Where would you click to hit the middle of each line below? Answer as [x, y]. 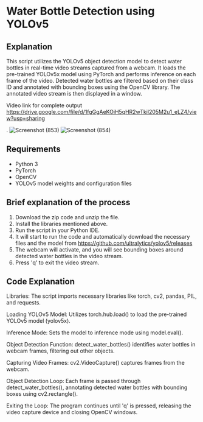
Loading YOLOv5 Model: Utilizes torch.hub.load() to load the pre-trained [97, 314]
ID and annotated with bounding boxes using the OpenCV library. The [93, 87]
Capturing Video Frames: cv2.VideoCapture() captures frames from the [96, 363]
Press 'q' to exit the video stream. [57, 262]
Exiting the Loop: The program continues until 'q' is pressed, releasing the [99, 406]
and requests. [24, 303]
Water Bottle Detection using [81, 11]
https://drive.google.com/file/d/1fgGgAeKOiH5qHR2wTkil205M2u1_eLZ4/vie [101, 112]
